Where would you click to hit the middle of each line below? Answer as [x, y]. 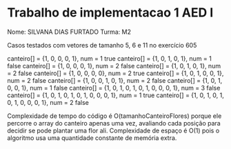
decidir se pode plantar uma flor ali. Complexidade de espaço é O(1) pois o [113, 130]
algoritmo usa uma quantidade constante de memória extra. [92, 138]
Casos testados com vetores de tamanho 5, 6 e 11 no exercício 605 [102, 45]
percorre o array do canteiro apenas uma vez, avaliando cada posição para [114, 123]
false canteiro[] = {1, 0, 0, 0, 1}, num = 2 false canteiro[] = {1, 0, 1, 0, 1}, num [114, 66]
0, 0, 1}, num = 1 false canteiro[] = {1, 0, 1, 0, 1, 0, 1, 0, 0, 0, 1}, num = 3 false [114, 88]
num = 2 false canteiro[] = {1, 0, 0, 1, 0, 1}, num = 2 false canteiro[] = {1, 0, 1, [115, 80]
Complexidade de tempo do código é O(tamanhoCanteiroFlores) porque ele [114, 116]
